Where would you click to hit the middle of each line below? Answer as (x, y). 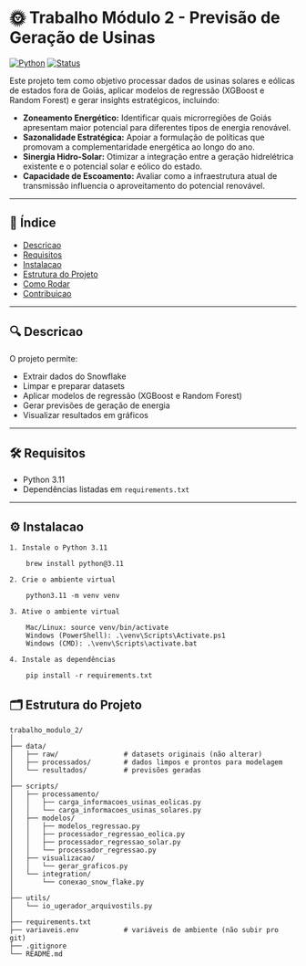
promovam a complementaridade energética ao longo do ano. (138, 147)
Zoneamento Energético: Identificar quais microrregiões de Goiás (147, 118)
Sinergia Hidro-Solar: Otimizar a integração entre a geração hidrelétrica (158, 156)
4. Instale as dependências (63, 660)
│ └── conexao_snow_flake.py (77, 882)
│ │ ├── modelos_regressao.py (75, 826)
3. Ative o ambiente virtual (65, 612)
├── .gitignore (38, 946)
